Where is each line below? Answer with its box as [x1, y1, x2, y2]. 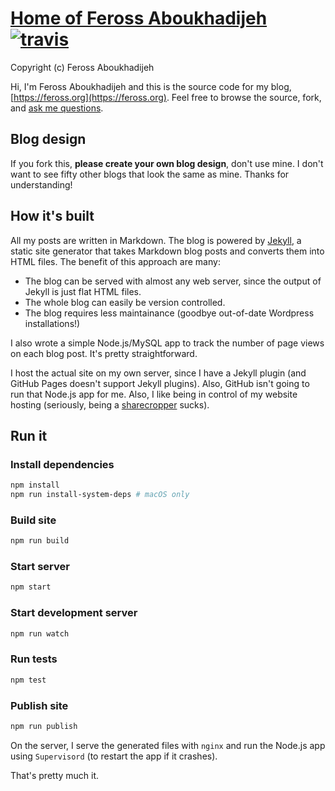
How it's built [10, 208, 95, 225]
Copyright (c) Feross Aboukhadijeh [10, 61, 155, 73]
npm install [10, 480, 60, 491]
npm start [10, 582, 52, 592]
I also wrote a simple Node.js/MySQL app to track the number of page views [10, 337, 325, 349]
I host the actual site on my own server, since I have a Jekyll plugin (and [10, 367, 307, 379]
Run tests [10, 652, 58, 666]
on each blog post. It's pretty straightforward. [10, 347, 198, 359]
